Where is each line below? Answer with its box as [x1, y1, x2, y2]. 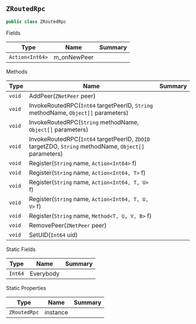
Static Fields [6, 246, 36, 253]
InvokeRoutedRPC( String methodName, [29, 118, 139, 126]
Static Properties [6, 284, 47, 291]
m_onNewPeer [53, 53, 94, 61]
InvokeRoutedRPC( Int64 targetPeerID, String [29, 101, 153, 109]
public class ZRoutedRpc [6, 19, 66, 25]
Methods [6, 68, 28, 75]
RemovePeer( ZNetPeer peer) [29, 221, 107, 229]
